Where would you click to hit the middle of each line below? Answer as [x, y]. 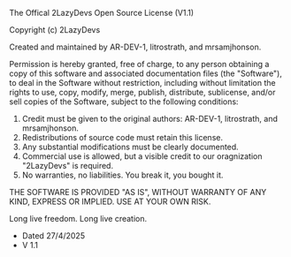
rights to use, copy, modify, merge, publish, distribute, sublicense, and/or [142, 92]
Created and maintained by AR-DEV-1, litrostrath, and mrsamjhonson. [135, 47]
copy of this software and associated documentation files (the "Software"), [146, 73]
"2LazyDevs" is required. [67, 166]
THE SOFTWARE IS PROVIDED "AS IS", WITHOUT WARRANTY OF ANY [138, 192]
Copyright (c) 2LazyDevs [55, 30]
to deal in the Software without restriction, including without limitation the [142, 83]
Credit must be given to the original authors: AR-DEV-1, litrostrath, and [150, 119]
